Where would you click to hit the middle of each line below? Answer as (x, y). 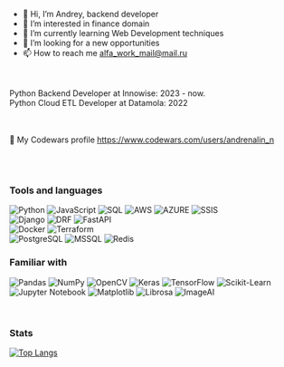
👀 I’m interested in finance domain (86, 24)
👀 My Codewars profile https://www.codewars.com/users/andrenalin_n (142, 140)
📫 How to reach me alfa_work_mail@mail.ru (105, 53)
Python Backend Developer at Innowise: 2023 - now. (108, 93)
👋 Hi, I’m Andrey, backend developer (90, 14)
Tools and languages (56, 190)
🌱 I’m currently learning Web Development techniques (123, 33)
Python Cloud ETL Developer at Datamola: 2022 (99, 103)
